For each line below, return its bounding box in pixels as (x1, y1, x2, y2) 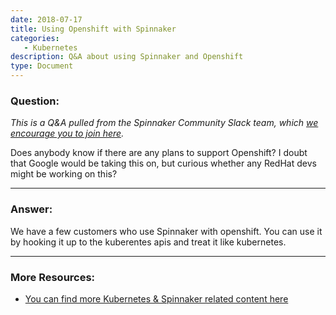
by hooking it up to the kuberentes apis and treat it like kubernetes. (10, 236, 287, 248)
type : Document (10, 61, 74, 71)
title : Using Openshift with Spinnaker (10, 24, 177, 34)
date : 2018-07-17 (10, 14, 83, 25)
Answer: (10, 202, 53, 216)
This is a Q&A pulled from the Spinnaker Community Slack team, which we (10, 117, 319, 129)
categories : (10, 33, 60, 43)
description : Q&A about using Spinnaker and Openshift (10, 52, 244, 62)
